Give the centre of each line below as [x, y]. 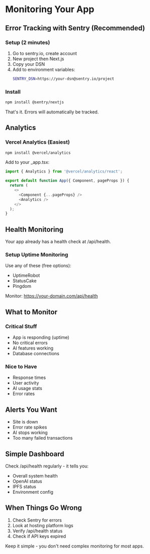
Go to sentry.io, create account [45, 53]
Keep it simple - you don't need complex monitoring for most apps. [75, 546]
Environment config [33, 492]
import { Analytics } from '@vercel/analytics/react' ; [64, 172]
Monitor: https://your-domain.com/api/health [52, 296]
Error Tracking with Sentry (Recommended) [75, 28]
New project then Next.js [38, 59]
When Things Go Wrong [44, 508]
